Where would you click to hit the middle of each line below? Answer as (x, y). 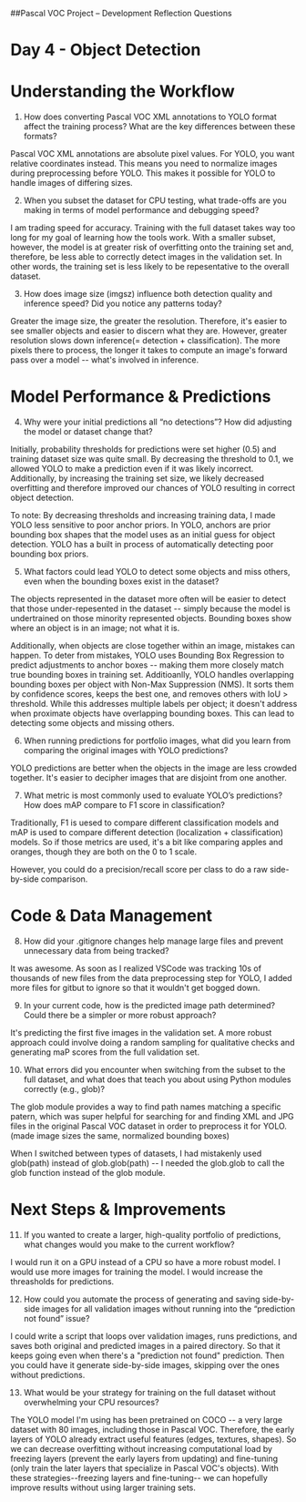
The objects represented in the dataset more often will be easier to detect (148, 599)
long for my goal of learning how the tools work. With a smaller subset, (143, 238)
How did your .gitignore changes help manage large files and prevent (153, 941)
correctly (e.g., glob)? (64, 1089)
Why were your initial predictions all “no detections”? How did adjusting (158, 422)
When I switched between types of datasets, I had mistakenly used (136, 1153)
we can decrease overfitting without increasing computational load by (141, 1448)
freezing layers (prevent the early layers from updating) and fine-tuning (144, 1458)
